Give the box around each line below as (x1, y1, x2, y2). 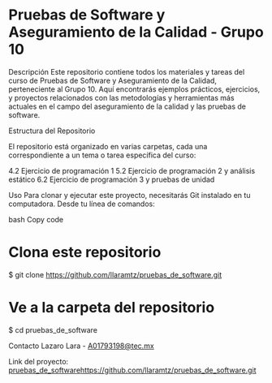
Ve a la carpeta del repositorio (8, 299, 215, 317)
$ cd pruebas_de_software (8, 325, 97, 334)
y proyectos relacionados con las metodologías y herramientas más (8, 93, 235, 102)
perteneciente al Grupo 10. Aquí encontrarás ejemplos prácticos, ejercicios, (8, 84, 261, 94)
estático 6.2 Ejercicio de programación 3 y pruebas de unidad (8, 174, 215, 184)
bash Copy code (8, 214, 64, 224)
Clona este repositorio (8, 243, 162, 261)
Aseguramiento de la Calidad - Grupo (8, 23, 264, 41)
